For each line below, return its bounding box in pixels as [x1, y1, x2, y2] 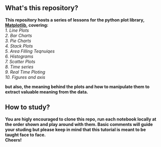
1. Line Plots [5, 27, 29, 33]
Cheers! [5, 137, 22, 143]
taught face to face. [5, 132, 46, 138]
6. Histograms [5, 53, 34, 59]
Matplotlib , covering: [5, 22, 49, 28]
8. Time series [5, 64, 34, 70]
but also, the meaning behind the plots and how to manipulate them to [5, 83, 150, 90]
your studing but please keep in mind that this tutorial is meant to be [5, 126, 146, 132]
